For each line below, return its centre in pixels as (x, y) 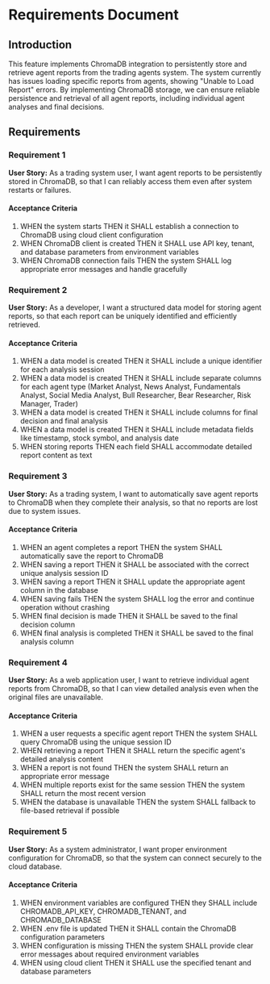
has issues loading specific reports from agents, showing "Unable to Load (131, 81)
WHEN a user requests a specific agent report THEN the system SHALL (139, 734)
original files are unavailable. (56, 697)
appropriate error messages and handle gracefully (104, 269)
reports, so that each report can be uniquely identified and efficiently (123, 316)
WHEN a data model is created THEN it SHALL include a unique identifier (141, 361)
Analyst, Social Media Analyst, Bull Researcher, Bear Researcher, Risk (135, 395)
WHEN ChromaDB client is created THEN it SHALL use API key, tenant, (137, 243)
